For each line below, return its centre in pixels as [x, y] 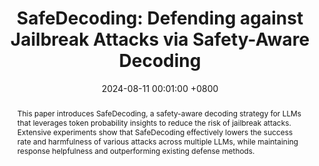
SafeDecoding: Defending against [160, 18]
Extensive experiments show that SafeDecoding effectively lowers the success [155, 132]
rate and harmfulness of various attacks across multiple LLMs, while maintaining [157, 141]
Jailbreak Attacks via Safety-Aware [160, 39]
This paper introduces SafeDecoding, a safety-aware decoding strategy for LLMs [159, 113]
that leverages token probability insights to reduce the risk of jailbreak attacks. [154, 122]
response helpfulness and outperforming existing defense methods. [135, 150]
